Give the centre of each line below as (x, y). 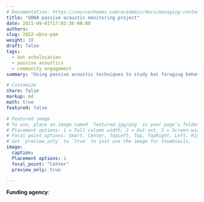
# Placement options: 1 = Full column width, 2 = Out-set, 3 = (88, 130)
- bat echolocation (36, 57)
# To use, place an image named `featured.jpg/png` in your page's (93, 124)
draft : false (23, 46)
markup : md (20, 97)
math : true (20, 102)
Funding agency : (28, 192)
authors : (17, 29)
